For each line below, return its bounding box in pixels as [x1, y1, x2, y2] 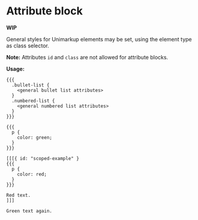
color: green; [17, 134, 52, 140]
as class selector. [6, 42, 49, 49]
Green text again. [6, 208, 52, 214]
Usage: [6, 65, 25, 73]
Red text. [6, 192, 31, 198]
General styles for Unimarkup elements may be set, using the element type [6, 35, 192, 43]
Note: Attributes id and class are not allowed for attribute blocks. [6, 53, 169, 61]
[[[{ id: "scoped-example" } [6, 155, 79, 161]
